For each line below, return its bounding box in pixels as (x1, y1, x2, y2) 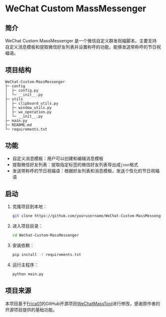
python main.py (12, 272, 44, 277)
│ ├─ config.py (5, 88, 39, 93)
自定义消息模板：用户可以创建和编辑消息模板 (12, 155, 104, 161)
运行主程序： (12, 262, 39, 268)
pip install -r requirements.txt (12, 252, 82, 257)
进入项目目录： (12, 223, 43, 229)
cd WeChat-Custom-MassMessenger (12, 233, 79, 238)
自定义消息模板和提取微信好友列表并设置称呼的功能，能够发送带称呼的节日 (5, 44, 157, 50)
